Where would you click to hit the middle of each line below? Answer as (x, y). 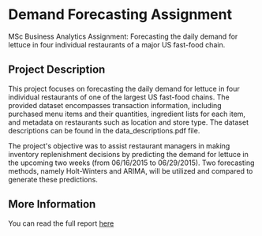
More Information (52, 204)
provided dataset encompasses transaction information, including (115, 105)
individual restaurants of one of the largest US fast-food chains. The (119, 97)
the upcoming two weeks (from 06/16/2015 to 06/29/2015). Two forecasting (131, 163)
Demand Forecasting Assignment (120, 15)
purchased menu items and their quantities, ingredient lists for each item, (127, 114)
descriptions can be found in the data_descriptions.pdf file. (104, 130)
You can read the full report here (61, 223)
